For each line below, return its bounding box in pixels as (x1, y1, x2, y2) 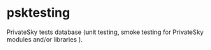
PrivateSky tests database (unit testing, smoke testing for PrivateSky (6, 28, 204, 36)
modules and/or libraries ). (6, 35, 83, 43)
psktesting (6, 5, 71, 21)
